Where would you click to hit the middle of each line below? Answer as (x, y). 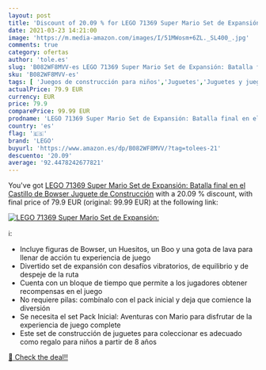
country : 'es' (32, 126)
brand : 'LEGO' (32, 141)
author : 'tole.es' (38, 60)
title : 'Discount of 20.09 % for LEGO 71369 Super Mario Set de (116, 23)
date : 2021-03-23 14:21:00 (53, 30)
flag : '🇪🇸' (28, 133)
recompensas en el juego (61, 292)
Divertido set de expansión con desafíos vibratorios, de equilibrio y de (134, 266)
